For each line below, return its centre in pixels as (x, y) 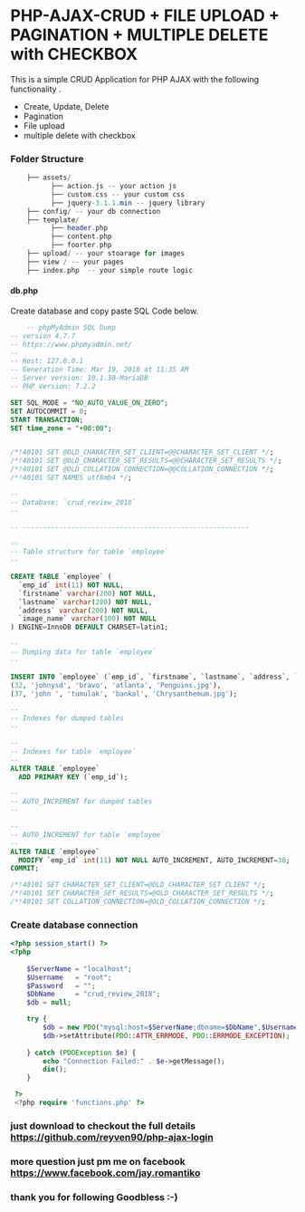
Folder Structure (47, 159)
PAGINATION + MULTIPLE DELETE (139, 35)
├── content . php (81, 236)
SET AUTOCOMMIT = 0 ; (49, 411)
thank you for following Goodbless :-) (94, 1197)
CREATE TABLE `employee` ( (61, 577)
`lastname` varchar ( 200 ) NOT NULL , (86, 602)
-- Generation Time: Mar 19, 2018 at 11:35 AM (100, 370)
